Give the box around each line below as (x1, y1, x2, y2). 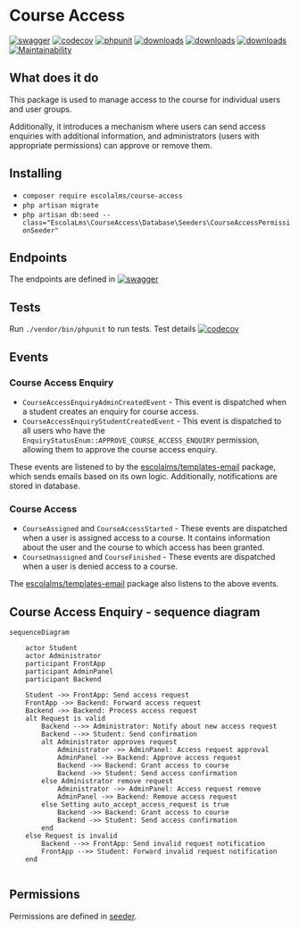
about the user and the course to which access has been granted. (21, 542, 265, 553)
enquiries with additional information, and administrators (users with (9, 131, 261, 141)
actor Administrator (25, 651, 102, 660)
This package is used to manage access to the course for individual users (9, 94, 281, 105)
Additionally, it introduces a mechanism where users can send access (9, 121, 266, 131)
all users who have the (21, 425, 105, 435)
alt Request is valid (25, 714, 105, 723)
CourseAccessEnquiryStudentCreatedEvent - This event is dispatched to (21, 415, 282, 426)
